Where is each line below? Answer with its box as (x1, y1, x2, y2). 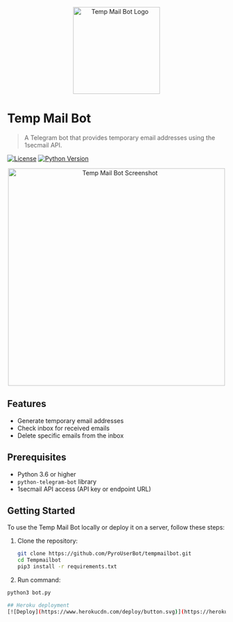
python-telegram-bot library (17, 477, 97, 486)
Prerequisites (7, 452, 67, 463)
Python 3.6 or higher (17, 470, 76, 478)
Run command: (17, 576, 61, 584)
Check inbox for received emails (17, 424, 110, 432)
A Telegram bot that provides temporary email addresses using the (24, 133, 216, 142)
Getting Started (7, 504, 76, 516)
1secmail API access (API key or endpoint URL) (17, 484, 151, 493)
